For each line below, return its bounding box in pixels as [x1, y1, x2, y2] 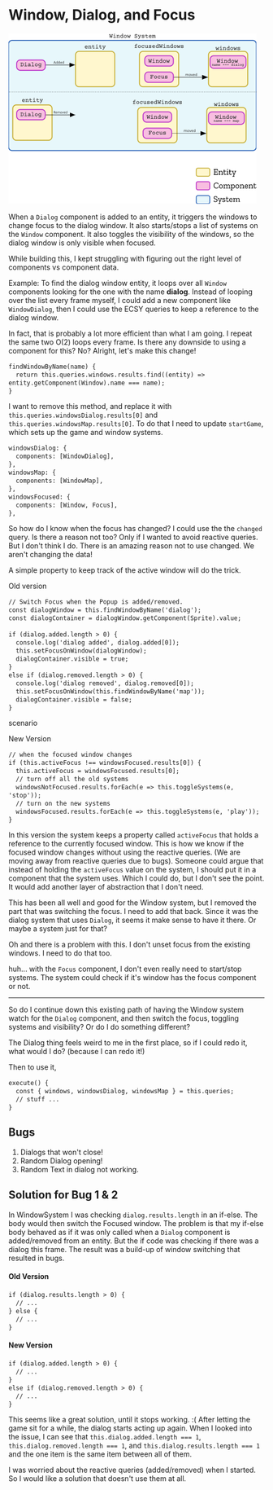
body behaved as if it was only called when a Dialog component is [8, 1227, 231, 1237]
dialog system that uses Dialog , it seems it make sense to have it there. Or [8, 915, 257, 925]
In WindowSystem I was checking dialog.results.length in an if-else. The [8, 1210, 258, 1220]
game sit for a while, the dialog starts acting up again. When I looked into [8, 1423, 253, 1433]
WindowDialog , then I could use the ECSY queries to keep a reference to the [8, 304, 259, 314]
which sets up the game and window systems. [8, 427, 164, 437]
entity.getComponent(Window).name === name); [8, 379, 165, 387]
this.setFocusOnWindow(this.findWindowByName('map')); [15, 687, 206, 696]
